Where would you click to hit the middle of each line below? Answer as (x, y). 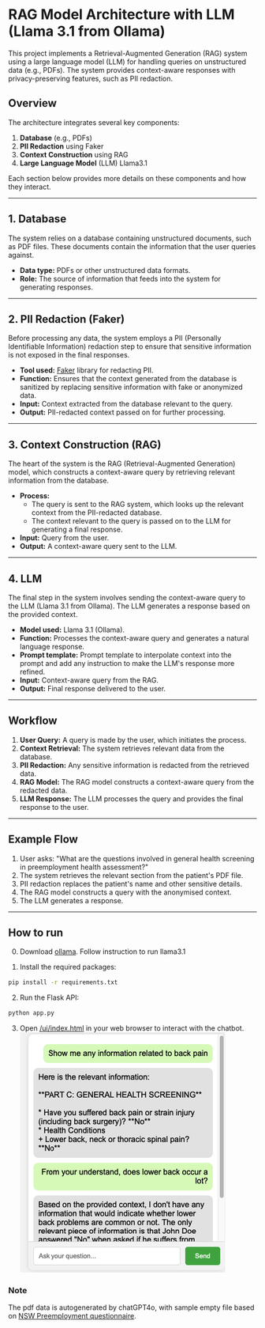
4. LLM (25, 579)
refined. (32, 672)
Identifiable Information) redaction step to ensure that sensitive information (130, 346)
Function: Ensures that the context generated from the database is (128, 379)
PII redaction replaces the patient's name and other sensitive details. (131, 883)
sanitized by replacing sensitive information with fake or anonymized (131, 387)
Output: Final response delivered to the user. (93, 689)
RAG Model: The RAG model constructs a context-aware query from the (137, 781)
